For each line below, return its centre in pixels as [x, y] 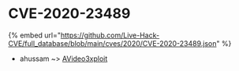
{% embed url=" [35, 35]
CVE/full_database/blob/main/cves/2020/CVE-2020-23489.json [112, 43]
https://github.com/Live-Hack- [110, 35]
